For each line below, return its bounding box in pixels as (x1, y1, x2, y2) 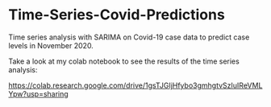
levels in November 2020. (8, 40, 94, 50)
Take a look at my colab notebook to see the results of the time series (8, 56, 240, 66)
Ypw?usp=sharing (8, 88, 69, 98)
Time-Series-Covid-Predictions (8, 6, 226, 24)
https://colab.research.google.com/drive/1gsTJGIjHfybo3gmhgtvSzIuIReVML (8, 80, 263, 90)
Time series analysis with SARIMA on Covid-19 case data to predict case (8, 32, 250, 42)
